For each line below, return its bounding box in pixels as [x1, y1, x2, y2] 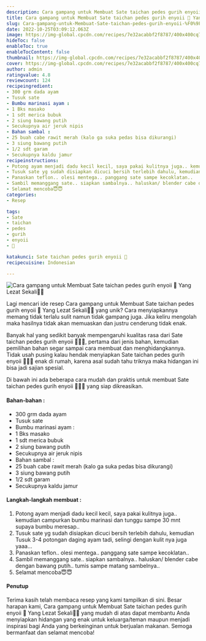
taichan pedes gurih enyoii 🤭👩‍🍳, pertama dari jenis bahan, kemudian [6, 338, 179, 346]
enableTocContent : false [6, 49, 70, 55]
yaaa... [15, 542, 32, 550]
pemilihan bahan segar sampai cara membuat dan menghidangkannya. [6, 344, 186, 352]
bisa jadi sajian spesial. [6, 364, 64, 371]
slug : [6, 20, 20, 26]
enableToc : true [6, 44, 48, 50]
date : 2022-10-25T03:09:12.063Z [6, 26, 89, 33]
